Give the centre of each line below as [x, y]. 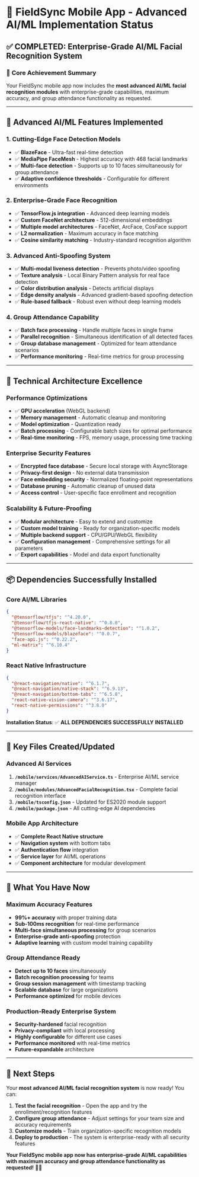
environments [31, 185]
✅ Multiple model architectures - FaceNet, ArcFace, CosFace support [101, 226]
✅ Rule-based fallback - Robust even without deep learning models [98, 302]
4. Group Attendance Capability [53, 318]
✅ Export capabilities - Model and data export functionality [88, 554]
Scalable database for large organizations [66, 990]
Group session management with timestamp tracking [80, 983]
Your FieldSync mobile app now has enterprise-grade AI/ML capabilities [97, 1154]
